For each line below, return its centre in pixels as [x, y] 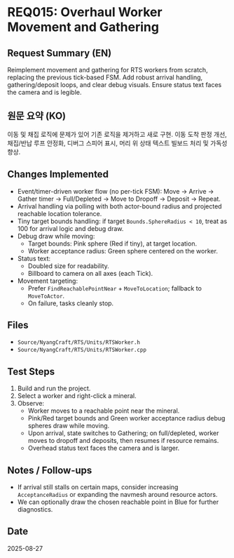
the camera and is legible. [44, 92]
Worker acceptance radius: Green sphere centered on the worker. [123, 251]
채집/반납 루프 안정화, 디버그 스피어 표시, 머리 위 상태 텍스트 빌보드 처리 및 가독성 [117, 143]
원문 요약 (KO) [37, 116]
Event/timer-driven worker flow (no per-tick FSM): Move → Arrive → [116, 191]
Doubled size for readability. [69, 266]
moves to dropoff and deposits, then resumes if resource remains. [123, 441]
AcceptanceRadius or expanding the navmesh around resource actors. [117, 495]
